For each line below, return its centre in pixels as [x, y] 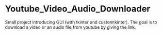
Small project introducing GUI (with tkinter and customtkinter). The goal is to [81, 22]
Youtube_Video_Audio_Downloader [78, 9]
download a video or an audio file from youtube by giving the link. [71, 27]
